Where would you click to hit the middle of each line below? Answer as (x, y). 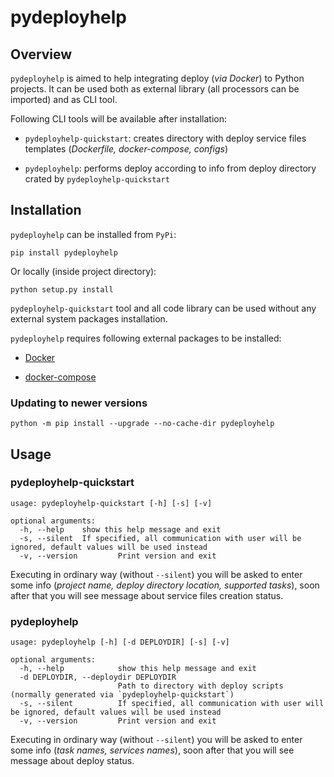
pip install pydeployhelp (64, 252)
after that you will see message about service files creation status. (147, 595)
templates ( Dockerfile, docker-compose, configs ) (126, 149)
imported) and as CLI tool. (64, 99)
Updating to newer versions (79, 403)
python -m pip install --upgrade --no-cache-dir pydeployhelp (142, 424)
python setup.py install (62, 289)
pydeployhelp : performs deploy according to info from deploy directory (170, 168)
